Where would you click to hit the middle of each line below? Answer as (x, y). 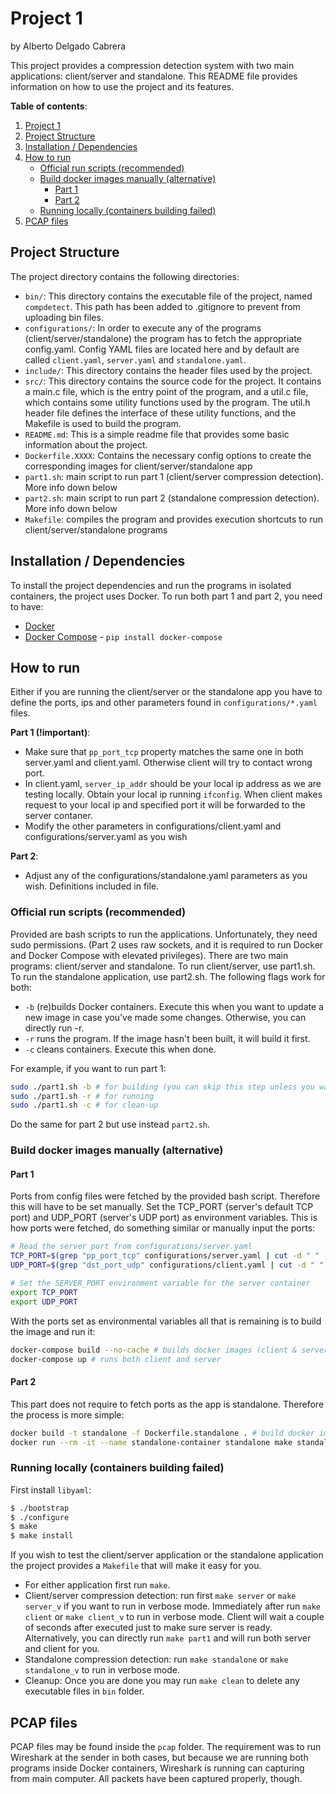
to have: (27, 606)
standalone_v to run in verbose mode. (102, 1670)
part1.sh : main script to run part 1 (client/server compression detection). (174, 476)
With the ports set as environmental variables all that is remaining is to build (166, 1321)
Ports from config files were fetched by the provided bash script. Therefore (165, 1196)
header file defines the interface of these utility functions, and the (160, 413)
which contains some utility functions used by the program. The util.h (167, 402)
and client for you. (62, 1649)
